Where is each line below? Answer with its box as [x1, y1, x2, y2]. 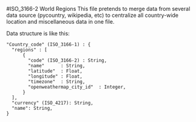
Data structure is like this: [6, 30, 70, 37]
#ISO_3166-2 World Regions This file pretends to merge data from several [6, 5, 191, 12]
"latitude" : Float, [28, 68, 83, 74]
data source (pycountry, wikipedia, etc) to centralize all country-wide [6, 12, 179, 19]
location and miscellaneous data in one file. [6, 18, 115, 25]
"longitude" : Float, [28, 73, 83, 80]
